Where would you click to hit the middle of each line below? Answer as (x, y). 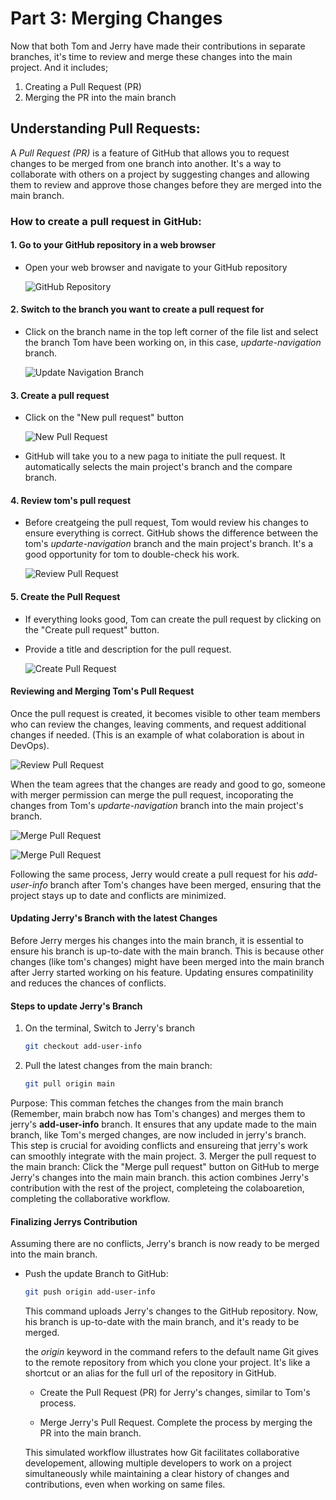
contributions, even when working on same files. (125, 1484)
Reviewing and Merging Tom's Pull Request (102, 691)
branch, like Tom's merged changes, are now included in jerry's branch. (158, 1135)
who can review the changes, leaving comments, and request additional (158, 724)
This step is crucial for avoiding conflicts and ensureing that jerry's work (159, 1146)
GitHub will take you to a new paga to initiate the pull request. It (155, 456)
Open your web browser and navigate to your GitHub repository (156, 267)
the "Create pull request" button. (92, 629)
